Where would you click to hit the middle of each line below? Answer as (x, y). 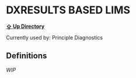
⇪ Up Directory (25, 26)
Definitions (27, 56)
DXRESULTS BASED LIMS (68, 10)
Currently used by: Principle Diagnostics (55, 37)
